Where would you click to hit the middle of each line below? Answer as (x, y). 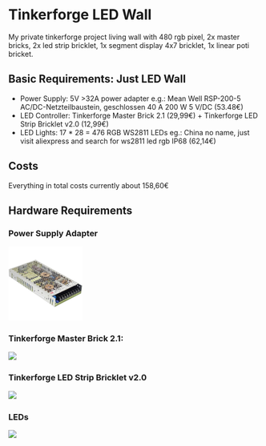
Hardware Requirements (71, 210)
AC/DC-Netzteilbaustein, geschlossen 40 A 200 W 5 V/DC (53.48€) (131, 106)
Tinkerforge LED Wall (80, 15)
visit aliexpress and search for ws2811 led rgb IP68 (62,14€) (118, 141)
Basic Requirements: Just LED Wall (97, 79)
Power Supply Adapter (53, 233)
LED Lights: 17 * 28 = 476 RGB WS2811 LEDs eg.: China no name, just (135, 132)
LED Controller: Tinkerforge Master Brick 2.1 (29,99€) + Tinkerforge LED (139, 115)
